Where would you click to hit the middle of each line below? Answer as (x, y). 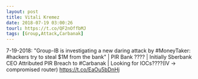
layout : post (22, 12)
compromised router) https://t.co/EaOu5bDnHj (63, 69)
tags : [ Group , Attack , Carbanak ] (45, 34)
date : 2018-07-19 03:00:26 (40, 23)
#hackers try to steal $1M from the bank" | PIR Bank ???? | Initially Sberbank (99, 57)
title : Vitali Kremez (33, 17)
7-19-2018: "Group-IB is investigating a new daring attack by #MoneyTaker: (98, 50)
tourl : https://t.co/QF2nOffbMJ (46, 28)
